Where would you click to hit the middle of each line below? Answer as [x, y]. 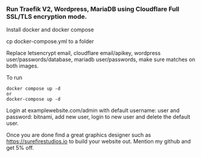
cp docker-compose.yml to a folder [50, 42]
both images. [23, 66]
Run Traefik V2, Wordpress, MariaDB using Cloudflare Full [93, 9]
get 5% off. [20, 148]
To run [14, 78]
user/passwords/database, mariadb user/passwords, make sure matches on [101, 60]
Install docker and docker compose [50, 30]
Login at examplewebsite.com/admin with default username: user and [93, 111]
